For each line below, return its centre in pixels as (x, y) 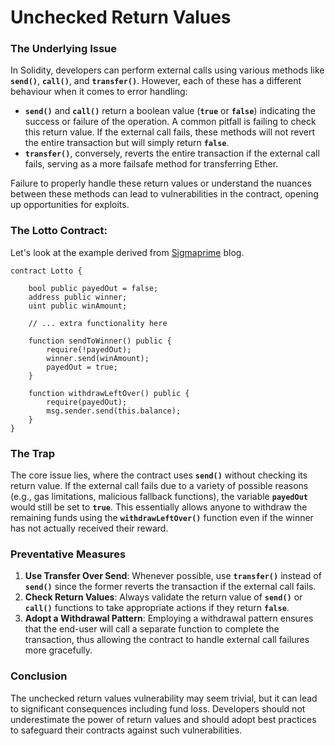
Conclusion (39, 676)
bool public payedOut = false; (93, 288)
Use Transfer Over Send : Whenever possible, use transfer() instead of (173, 576)
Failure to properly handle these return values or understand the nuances (161, 183)
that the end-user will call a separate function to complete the (152, 629)
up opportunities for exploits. (70, 205)
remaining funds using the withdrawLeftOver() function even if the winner (162, 518)
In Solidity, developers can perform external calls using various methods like (167, 70)
